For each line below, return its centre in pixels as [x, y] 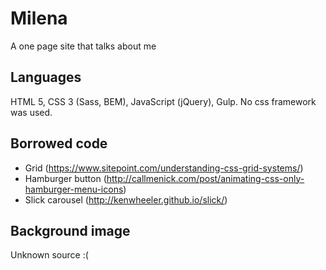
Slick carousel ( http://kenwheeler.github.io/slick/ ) [126, 199]
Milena [39, 18]
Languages [46, 77]
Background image [70, 230]
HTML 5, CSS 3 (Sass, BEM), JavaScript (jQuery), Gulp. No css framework [163, 101]
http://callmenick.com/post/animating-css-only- [205, 178]
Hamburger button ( [65, 178]
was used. [31, 112]
